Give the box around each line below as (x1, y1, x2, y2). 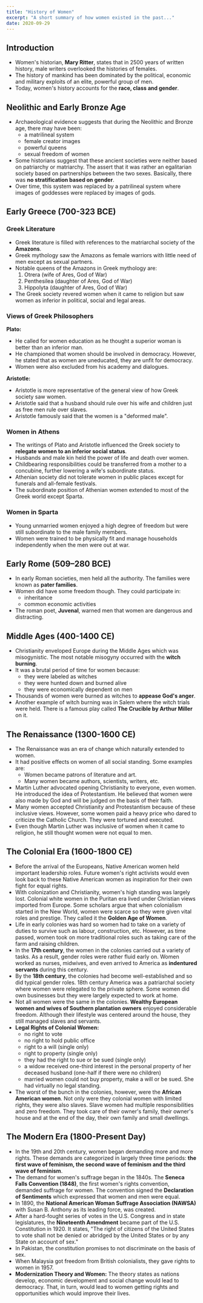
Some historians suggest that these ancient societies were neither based (15, 157, 197, 164)
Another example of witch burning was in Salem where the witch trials (15, 699, 190, 706)
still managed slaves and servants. (15, 1017, 102, 1025)
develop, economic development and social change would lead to (15, 1276, 179, 1284)
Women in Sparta (6, 508, 59, 516)
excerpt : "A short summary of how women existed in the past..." (6, 15, 175, 21)
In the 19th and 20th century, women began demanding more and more (15, 1148, 193, 1155)
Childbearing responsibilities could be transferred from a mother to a (15, 460, 187, 468)
